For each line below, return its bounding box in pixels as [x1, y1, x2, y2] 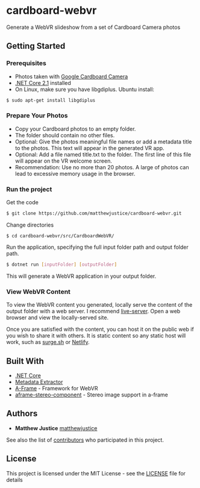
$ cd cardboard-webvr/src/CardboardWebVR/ [6, 233, 114, 239]
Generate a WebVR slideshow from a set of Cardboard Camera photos [6, 23, 181, 31]
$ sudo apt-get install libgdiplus [6, 97, 96, 103]
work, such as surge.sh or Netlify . [6, 339, 90, 346]
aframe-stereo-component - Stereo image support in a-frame [14, 391, 169, 398]
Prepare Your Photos [6, 111, 68, 120]
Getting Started [6, 41, 66, 51]
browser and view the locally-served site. [6, 314, 109, 321]
